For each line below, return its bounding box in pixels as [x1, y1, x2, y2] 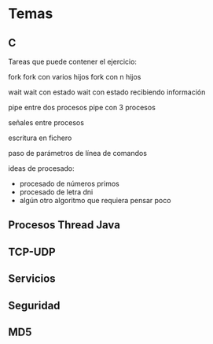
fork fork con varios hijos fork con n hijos [8, 72, 141, 81]
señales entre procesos [8, 118, 85, 127]
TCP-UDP [8, 245, 57, 258]
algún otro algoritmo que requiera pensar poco [19, 196, 171, 205]
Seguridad [8, 298, 61, 312]
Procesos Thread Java [8, 218, 120, 232]
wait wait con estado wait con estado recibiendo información [8, 87, 206, 97]
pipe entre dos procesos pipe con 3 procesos [8, 103, 156, 112]
